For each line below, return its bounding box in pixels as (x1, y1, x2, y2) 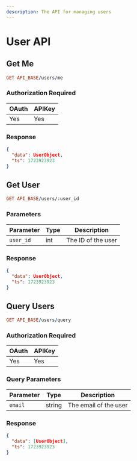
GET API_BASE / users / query (6, 317, 71, 323)
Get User (6, 180, 40, 190)
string (45, 401, 62, 409)
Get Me (6, 58, 34, 69)
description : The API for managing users (6, 8, 112, 15)
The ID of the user (65, 236, 117, 244)
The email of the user (67, 401, 128, 409)
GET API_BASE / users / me (6, 75, 63, 81)
